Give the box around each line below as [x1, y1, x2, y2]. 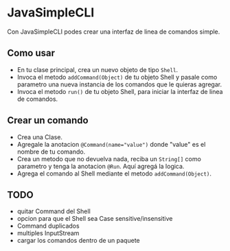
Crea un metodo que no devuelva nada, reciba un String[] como [16, 154, 201, 163]
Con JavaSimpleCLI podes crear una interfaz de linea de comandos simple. [7, 27, 220, 36]
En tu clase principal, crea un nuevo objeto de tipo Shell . [16, 65, 179, 73]
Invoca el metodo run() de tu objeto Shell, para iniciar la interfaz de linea [16, 87, 223, 95]
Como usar [7, 47, 56, 59]
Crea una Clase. [16, 132, 63, 141]
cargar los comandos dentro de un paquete [16, 237, 140, 245]
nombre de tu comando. [16, 147, 86, 156]
